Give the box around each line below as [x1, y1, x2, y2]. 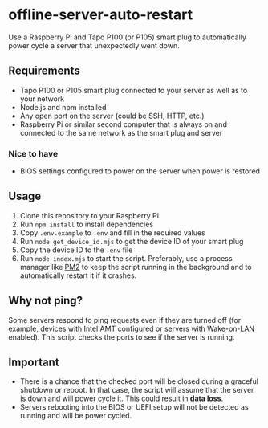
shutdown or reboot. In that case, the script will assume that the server [19, 385, 254, 395]
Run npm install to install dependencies [19, 219, 154, 229]
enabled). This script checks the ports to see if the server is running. [8, 332, 235, 342]
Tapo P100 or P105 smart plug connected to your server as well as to [19, 85, 248, 95]
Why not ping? [8, 294, 83, 308]
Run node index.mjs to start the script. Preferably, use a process [19, 253, 233, 263]
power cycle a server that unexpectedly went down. [8, 40, 180, 50]
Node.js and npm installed [19, 102, 107, 112]
